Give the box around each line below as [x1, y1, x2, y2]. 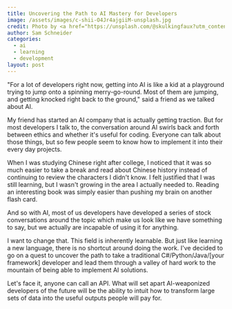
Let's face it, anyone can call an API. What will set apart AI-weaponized [7, 279, 211, 287]
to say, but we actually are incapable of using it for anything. [7, 223, 180, 231]
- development [13, 55, 54, 62]
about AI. [7, 102, 33, 110]
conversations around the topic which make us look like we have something [7, 215, 222, 224]
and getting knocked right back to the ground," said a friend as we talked [7, 94, 215, 103]
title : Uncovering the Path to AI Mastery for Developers [7, 10, 177, 17]
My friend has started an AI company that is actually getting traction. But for [7, 115, 223, 124]
